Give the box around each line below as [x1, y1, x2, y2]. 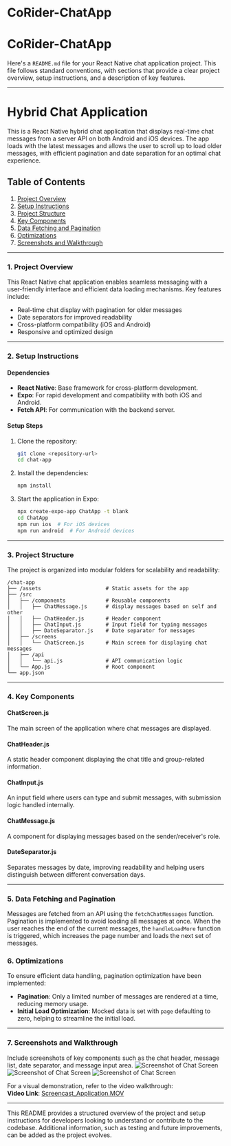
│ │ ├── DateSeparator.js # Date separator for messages [7, 627, 195, 634]
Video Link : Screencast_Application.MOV [7, 1089, 124, 1097]
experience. [7, 156, 41, 165]
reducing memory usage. [16, 1000, 89, 1008]
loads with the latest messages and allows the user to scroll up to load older [7, 142, 222, 150]
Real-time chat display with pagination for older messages [16, 306, 182, 314]
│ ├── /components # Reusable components [7, 597, 170, 604]
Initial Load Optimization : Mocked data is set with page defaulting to [16, 1007, 211, 1015]
